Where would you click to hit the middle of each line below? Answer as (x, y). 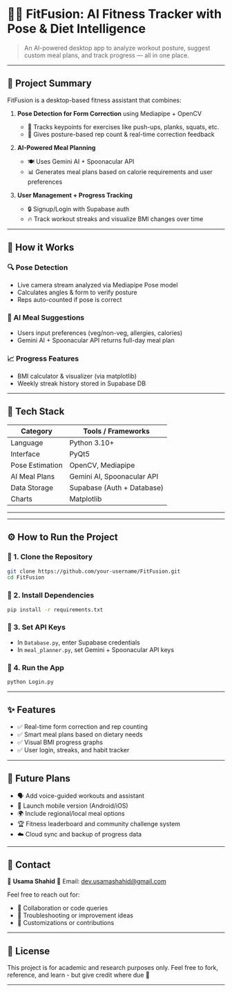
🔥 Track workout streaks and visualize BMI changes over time (115, 219)
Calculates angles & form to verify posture (77, 292)
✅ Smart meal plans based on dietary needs (80, 734)
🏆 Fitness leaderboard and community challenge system (99, 823)
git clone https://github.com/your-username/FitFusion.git (94, 571)
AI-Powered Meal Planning (56, 147)
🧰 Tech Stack (36, 411)
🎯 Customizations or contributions (66, 923)
